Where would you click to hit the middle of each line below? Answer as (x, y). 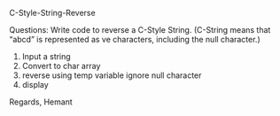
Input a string (46, 56)
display (35, 85)
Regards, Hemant (41, 102)
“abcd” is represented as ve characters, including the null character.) (135, 39)
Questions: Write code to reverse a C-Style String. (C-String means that (140, 30)
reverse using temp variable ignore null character (112, 75)
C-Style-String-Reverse (52, 13)
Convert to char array (61, 66)
